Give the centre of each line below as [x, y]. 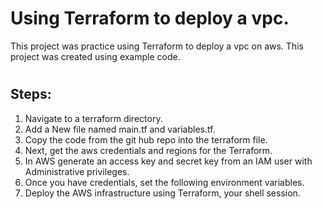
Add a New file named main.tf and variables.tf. [120, 129]
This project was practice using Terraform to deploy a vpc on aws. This [157, 46]
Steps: [31, 94]
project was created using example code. [95, 56]
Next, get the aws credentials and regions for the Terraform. [148, 150]
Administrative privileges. [77, 171]
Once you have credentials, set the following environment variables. [164, 182]
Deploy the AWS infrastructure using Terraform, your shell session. [162, 193]
